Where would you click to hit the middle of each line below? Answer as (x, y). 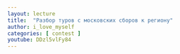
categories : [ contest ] (44, 33)
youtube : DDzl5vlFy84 (39, 40)
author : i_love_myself (41, 27)
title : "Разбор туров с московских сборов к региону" (90, 20)
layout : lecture (31, 14)
